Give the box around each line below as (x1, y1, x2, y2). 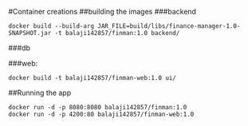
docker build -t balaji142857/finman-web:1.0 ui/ (8, 74, 177, 82)
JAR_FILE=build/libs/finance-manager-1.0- (96, 22, 241, 30)
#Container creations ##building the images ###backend (8, 7, 197, 16)
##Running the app (8, 88, 72, 97)
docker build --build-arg (8, 22, 94, 30)
